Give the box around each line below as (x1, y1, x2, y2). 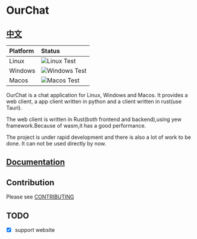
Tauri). (6, 104, 23, 111)
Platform (9, 47, 35, 55)
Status (40, 47, 61, 55)
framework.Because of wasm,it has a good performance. (6, 122, 146, 129)
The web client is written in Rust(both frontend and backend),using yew (6, 116, 182, 123)
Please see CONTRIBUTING (6, 193, 74, 200)
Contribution (6, 177, 55, 188)
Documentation (6, 157, 65, 167)
